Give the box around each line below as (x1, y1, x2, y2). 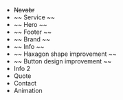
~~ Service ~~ (13, 13, 55, 21)
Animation (13, 86, 43, 94)
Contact (13, 79, 36, 87)
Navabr (13, 6, 35, 14)
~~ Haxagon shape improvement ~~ (13, 50, 117, 58)
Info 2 (13, 65, 31, 72)
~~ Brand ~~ (13, 35, 50, 43)
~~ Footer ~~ (13, 28, 52, 36)
